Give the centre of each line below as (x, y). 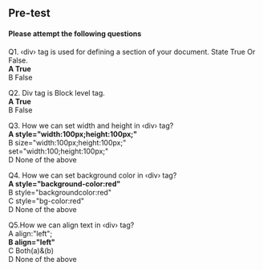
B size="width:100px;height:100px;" (67, 142)
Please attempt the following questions (75, 33)
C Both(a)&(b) (31, 250)
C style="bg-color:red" (47, 201)
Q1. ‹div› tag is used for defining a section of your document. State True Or (132, 51)
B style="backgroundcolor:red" (60, 192)
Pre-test (29, 13)
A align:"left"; (30, 233)
